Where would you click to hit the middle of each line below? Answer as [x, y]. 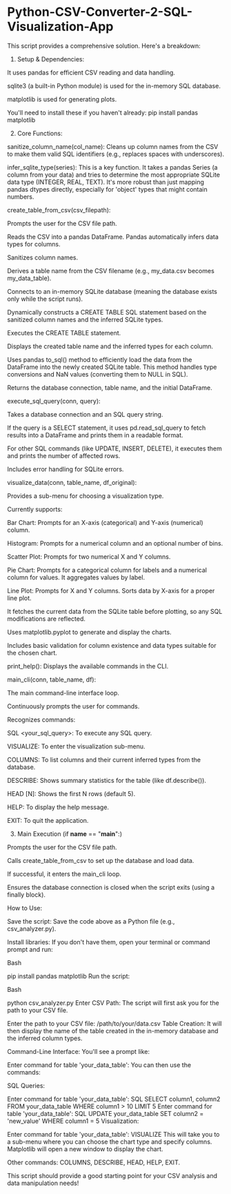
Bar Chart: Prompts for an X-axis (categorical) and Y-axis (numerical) [105, 522]
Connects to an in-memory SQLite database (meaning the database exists [112, 291]
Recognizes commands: [41, 719]
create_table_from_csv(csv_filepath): [59, 210]
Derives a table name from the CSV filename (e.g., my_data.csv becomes [111, 270]
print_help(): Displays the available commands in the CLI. [88, 666]
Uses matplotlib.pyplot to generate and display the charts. [89, 632]
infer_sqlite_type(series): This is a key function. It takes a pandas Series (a [113, 167]
